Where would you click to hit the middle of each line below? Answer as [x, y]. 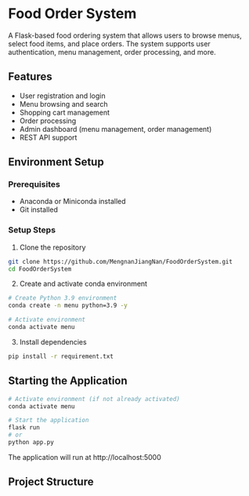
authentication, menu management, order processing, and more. [112, 52]
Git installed [39, 210]
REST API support [48, 137]
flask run [24, 428]
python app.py [31, 443]
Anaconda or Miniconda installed [73, 202]
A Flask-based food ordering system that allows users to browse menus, [125, 35]
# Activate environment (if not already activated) [94, 399]
